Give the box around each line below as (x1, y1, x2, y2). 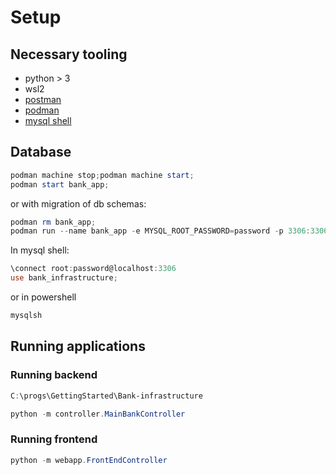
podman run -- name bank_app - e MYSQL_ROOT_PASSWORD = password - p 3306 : (10, 226, 311, 236)
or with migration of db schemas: (10, 197, 147, 210)
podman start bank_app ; (10, 179, 110, 190)
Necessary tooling (10, 46, 128, 63)
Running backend (10, 368, 98, 382)
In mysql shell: (10, 244, 70, 256)
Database (10, 144, 72, 161)
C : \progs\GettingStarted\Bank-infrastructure (10, 391, 203, 401)
